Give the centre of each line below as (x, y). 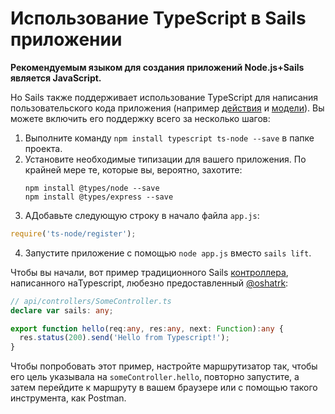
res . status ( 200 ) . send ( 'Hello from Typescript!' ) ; (124, 338)
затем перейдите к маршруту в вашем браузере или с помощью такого (164, 388)
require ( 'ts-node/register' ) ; (73, 233)
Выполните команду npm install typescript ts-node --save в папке (169, 138)
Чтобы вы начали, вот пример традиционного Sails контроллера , (149, 272)
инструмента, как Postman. (68, 398)
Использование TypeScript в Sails (158, 18)
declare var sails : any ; (62, 310)
